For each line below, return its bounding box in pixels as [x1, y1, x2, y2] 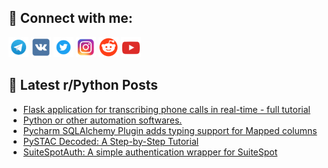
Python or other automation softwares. [22, 114, 183, 126]
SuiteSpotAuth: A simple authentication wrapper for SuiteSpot [22, 146, 278, 158]
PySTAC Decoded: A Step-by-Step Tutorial [22, 135, 200, 147]
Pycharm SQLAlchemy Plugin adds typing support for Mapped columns [22, 124, 318, 136]
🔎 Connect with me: [8, 10, 133, 27]
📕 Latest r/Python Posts [8, 77, 159, 94]
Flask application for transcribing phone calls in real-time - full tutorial [22, 103, 311, 115]
